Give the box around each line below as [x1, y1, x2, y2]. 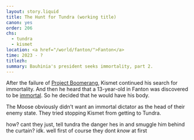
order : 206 [6, 25, 33, 31]
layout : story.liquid [6, 8, 59, 15]
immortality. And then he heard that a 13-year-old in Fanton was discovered [6, 86, 189, 93]
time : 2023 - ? [6, 52, 43, 58]
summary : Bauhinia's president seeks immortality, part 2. [6, 63, 154, 69]
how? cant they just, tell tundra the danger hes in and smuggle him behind [6, 121, 185, 128]
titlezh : [6, 58, 28, 64]
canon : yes [6, 19, 33, 25]
